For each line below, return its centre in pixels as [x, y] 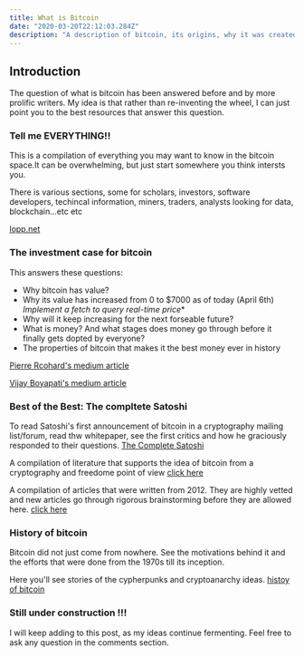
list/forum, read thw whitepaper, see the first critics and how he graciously [148, 436]
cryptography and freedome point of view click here [106, 473]
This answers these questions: [66, 272]
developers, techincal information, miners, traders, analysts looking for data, [152, 202]
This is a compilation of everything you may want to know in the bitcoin [142, 156]
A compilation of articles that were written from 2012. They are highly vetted [151, 490]
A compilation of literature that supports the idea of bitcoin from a [132, 463]
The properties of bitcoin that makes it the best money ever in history [151, 348]
